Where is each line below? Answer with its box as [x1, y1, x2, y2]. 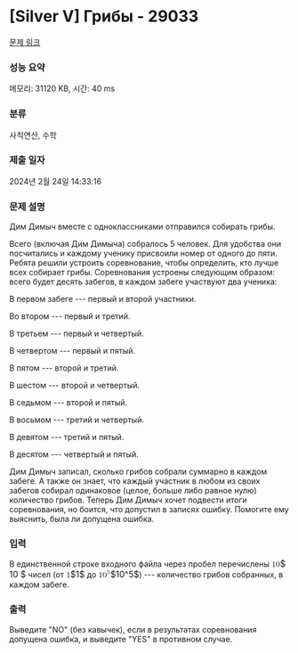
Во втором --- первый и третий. [9, 311, 131, 322]
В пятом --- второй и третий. [9, 363, 119, 373]
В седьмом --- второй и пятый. [9, 397, 128, 408]
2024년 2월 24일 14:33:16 [9, 175, 102, 186]
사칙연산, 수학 [9, 129, 58, 140]
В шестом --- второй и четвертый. [9, 380, 141, 391]
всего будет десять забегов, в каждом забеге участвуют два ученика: [9, 276, 278, 287]
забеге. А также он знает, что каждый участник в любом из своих [9, 476, 261, 486]
